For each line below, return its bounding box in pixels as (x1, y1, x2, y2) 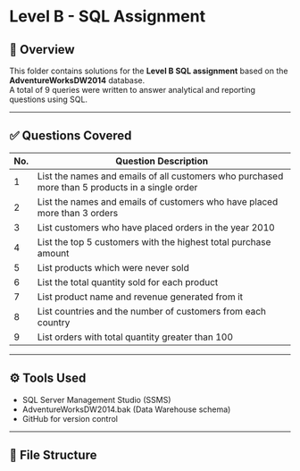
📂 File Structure (9, 448, 97, 463)
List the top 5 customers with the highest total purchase (37, 235, 271, 248)
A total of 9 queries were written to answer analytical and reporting (9, 85, 256, 95)
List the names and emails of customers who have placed (37, 195, 279, 207)
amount (37, 247, 70, 259)
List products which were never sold (37, 261, 189, 273)
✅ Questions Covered (9, 128, 132, 144)
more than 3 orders (37, 206, 119, 219)
